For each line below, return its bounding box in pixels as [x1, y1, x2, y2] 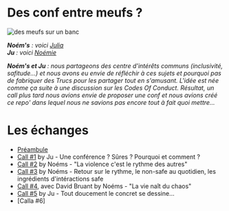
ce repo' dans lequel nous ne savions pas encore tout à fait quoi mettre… [7, 98, 215, 106]
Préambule [17, 145, 48, 153]
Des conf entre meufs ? [7, 5, 143, 21]
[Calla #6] [17, 197, 46, 205]
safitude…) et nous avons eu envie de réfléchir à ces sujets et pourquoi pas [7, 69, 221, 77]
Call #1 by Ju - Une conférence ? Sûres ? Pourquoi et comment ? [17, 152, 201, 161]
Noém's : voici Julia [7, 41, 64, 49]
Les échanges [7, 123, 89, 139]
